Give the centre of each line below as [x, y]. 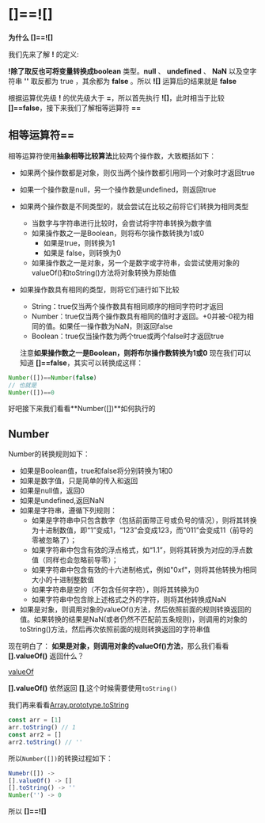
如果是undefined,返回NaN [62, 501]
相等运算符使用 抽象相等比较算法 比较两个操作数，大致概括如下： [112, 155]
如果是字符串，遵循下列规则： [68, 511]
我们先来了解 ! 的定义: [44, 54]
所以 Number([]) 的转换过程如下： [61, 758]
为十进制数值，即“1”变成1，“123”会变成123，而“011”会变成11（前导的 [142, 530]
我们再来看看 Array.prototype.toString [68, 705]
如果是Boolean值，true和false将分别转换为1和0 [96, 471]
